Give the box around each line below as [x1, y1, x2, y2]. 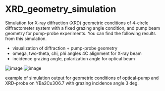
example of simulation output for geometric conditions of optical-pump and [5, 75, 159, 81]
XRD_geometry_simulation [5, 3, 116, 15]
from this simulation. [5, 36, 47, 42]
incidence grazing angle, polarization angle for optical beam [12, 55, 135, 61]
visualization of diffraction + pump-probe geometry [12, 45, 118, 51]
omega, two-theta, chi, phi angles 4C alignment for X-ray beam [12, 50, 142, 56]
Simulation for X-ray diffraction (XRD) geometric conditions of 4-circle [5, 20, 149, 26]
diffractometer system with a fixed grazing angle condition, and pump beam [5, 25, 160, 31]
